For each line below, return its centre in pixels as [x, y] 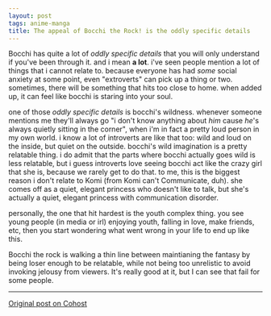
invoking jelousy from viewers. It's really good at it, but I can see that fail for [134, 272]
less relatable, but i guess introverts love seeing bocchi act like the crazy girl [135, 164]
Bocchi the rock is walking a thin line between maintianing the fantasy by [129, 255]
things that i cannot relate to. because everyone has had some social [123, 71]
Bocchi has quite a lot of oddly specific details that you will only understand [134, 54]
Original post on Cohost [48, 304]
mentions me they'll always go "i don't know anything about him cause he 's [134, 121]
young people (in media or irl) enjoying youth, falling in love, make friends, [131, 222]
